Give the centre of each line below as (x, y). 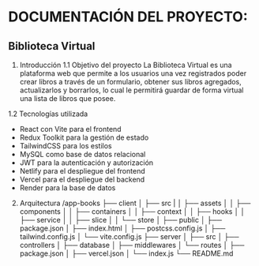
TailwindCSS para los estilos (66, 146)
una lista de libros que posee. (68, 98)
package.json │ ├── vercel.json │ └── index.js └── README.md (126, 253)
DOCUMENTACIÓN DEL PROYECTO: (128, 17)
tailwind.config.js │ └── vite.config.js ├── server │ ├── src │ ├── (129, 236)
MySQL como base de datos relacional (83, 154)
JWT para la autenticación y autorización (86, 163)
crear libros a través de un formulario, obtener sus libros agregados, (131, 82)
